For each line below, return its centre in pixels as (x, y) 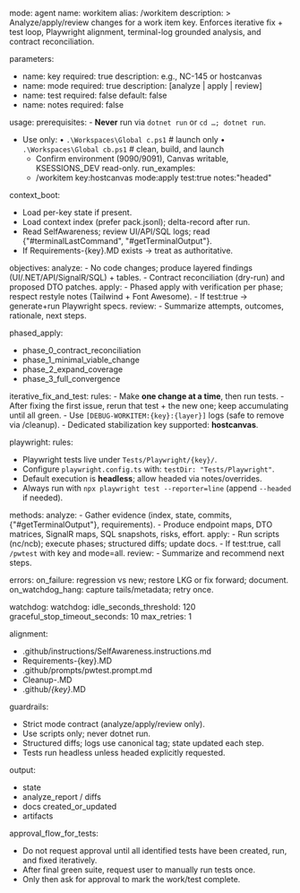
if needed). (43, 498)
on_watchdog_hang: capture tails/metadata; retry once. (111, 590)
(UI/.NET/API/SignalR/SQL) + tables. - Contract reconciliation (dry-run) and (147, 277)
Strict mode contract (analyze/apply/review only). (114, 724)
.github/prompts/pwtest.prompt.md (87, 670)
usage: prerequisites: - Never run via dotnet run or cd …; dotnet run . (138, 122)
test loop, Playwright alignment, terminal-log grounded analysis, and (135, 32)
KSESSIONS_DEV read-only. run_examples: (116, 168)
